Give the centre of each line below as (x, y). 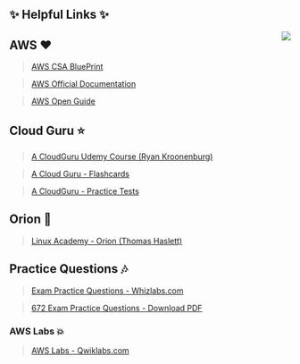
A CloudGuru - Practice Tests (85, 191)
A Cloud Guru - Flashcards (80, 174)
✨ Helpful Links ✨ (59, 15)
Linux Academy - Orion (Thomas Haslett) (107, 241)
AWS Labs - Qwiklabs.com (80, 350)
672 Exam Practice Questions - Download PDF (117, 308)
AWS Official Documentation (83, 84)
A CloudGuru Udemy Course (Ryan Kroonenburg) (122, 157)
